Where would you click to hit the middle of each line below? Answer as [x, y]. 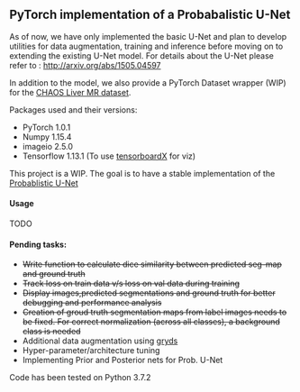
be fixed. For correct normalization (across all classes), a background [151, 322]
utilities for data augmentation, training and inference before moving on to [146, 46]
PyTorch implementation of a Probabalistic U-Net [150, 15]
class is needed [51, 332]
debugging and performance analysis [92, 303]
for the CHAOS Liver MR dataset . [70, 92]
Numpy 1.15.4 [47, 137]
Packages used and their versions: [73, 109]
